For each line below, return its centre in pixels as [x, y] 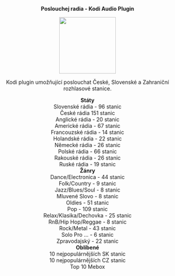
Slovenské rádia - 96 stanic [87, 107]
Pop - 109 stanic [87, 209]
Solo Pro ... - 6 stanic [87, 235]
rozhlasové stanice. [87, 89]
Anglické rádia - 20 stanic [87, 119]
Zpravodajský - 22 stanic [87, 241]
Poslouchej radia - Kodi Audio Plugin [87, 9]
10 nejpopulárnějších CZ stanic [87, 260]
